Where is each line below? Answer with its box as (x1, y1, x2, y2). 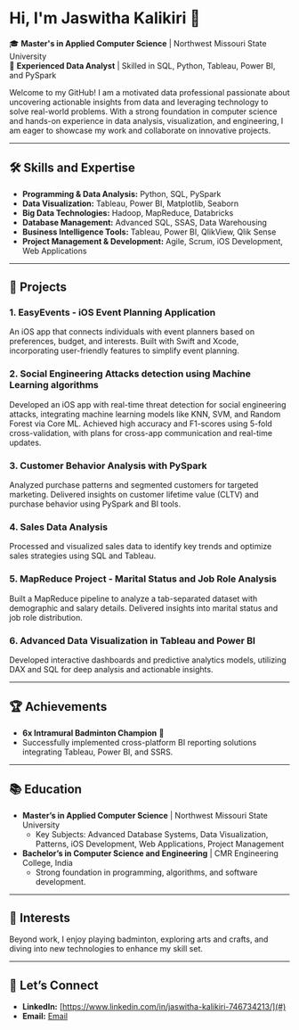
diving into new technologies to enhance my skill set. (9, 943, 203, 954)
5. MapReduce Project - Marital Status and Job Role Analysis (9, 573, 278, 585)
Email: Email (21, 1011, 69, 1022)
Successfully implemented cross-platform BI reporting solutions (21, 737, 257, 747)
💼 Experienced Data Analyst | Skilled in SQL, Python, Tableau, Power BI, (9, 60, 276, 70)
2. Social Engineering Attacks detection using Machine (9, 367, 252, 380)
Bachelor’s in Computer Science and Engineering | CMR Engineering (21, 847, 279, 859)
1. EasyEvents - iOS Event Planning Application (9, 307, 216, 319)
